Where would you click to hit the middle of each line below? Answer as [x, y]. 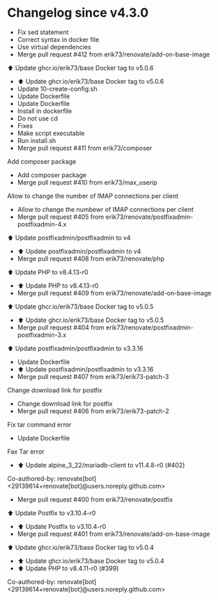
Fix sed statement [43, 32]
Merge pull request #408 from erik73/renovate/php [91, 259]
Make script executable [51, 133]
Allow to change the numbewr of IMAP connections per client [105, 209]
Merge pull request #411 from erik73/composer [85, 148]
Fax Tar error [26, 452]
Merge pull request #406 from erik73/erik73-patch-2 [93, 411]
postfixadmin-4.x [42, 224]
